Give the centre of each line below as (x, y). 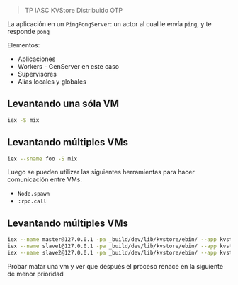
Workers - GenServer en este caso (68, 66)
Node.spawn (34, 194)
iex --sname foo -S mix (42, 159)
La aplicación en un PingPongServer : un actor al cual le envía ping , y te (109, 24)
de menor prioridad (35, 274)
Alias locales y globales (52, 82)
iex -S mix (23, 120)
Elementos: (24, 45)
